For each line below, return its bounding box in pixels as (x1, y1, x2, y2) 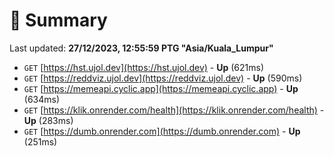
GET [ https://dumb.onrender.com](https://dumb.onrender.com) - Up (23, 125, 301, 137)
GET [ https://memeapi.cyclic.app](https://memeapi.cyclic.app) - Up (23, 82, 299, 94)
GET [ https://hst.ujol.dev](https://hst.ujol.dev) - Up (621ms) (23, 61, 265, 73)
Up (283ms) (23, 114, 74, 126)
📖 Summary (9, 9, 108, 32)
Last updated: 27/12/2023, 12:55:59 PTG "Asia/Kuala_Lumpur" (9, 42, 274, 54)
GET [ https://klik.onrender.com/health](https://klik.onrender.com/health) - (23, 104, 325, 116)
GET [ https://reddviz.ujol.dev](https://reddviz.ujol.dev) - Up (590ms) (23, 72, 303, 84)
